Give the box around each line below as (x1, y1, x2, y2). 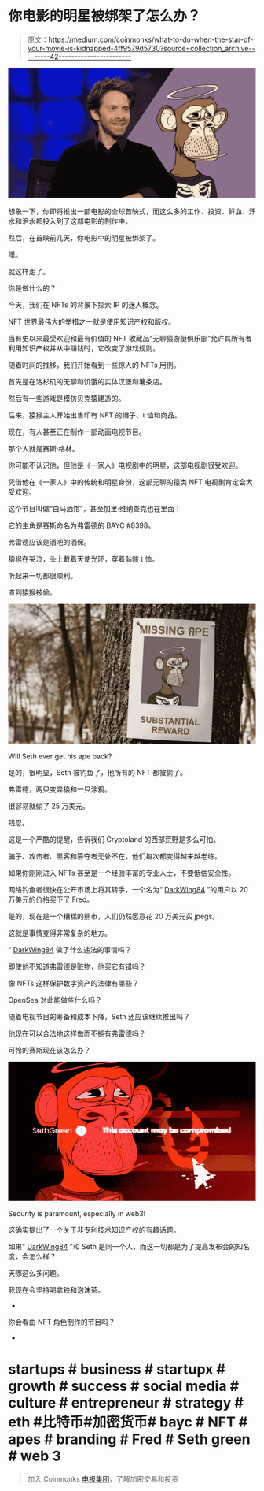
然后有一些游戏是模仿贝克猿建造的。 (8, 394, 126, 403)
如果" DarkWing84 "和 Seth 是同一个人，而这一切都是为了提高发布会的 (8, 1242, 236, 1252)
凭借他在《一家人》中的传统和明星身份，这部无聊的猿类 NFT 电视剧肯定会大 (8, 477, 253, 487)
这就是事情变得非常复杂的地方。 (8, 928, 112, 937)
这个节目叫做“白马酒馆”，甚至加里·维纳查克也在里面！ (8, 504, 182, 514)
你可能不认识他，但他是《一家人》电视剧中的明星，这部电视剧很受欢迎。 (8, 461, 242, 470)
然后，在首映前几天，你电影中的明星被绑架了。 (8, 233, 159, 243)
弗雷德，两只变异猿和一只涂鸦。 (8, 784, 112, 794)
